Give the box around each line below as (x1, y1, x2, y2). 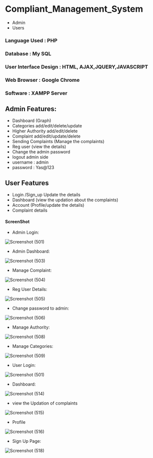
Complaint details (12, 207, 48, 214)
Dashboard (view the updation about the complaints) (12, 197, 119, 203)
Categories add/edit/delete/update (12, 123, 82, 129)
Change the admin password (12, 149, 70, 155)
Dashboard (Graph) (12, 118, 51, 123)
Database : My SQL (5, 50, 51, 57)
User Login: (12, 362, 36, 368)
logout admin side (12, 154, 49, 160)
